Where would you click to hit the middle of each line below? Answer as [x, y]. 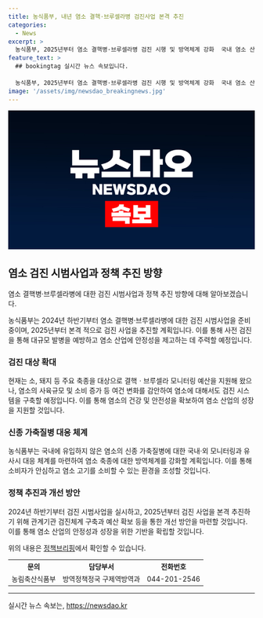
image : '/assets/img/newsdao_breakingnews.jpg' [87, 91]
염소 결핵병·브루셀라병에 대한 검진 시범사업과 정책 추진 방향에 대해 [108, 294]
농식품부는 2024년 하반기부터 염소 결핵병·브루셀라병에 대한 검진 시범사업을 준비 [130, 320]
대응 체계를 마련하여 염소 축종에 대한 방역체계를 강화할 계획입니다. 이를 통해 [137, 461]
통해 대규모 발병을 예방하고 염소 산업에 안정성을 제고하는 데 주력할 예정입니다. [134, 340]
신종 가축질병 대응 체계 [48, 433]
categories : [27, 25]
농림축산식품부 [34, 579]
